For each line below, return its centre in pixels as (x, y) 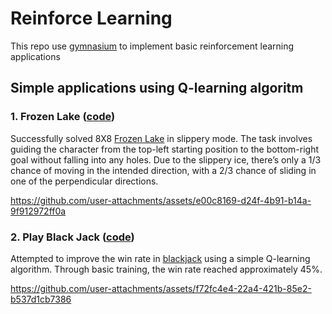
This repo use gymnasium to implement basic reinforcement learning (152, 46)
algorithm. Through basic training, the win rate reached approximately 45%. (166, 269)
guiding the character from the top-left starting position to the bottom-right (164, 149)
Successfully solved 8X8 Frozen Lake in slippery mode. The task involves (161, 138)
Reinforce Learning (91, 18)
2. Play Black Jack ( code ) (72, 237)
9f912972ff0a (38, 211)
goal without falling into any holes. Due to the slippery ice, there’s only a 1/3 (166, 159)
